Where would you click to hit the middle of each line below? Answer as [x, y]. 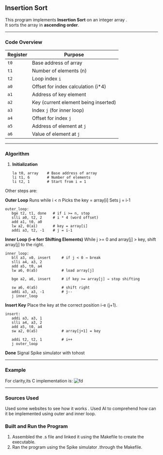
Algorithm [17, 154]
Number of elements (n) [59, 71]
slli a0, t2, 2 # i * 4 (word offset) [55, 218]
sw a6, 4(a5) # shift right [51, 288]
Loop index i [47, 79]
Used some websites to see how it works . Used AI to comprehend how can [81, 409]
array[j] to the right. [25, 245]
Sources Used [22, 398]
